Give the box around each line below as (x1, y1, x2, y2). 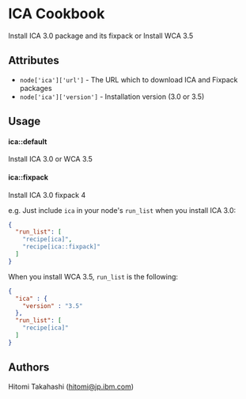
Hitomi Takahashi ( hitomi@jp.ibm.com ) (8, 382, 134, 391)
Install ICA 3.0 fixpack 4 (8, 190, 86, 199)
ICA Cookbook (8, 5, 105, 23)
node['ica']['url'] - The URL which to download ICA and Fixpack (19, 74, 239, 84)
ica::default (8, 136, 47, 146)
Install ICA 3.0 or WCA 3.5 (8, 154, 93, 164)
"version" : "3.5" (22, 302, 83, 310)
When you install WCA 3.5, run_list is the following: (8, 272, 179, 281)
